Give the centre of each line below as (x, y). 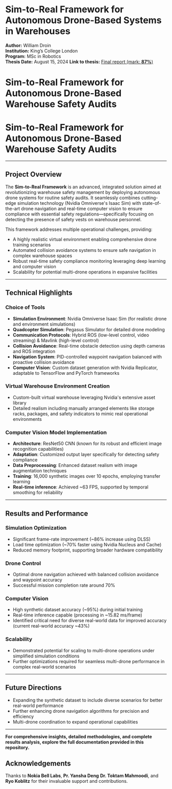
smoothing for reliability (38, 493)
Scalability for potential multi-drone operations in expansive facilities (85, 272)
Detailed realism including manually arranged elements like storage (83, 408)
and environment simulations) (44, 324)
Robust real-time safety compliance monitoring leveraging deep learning (89, 261)
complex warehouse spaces (42, 255)
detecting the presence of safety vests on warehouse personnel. (73, 219)
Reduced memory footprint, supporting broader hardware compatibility (88, 550)
